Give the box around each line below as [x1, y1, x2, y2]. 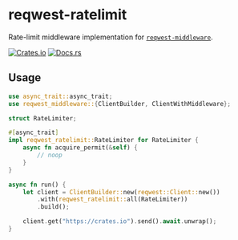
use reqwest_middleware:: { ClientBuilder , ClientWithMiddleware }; [8, 100, 231, 108]
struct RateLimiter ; [8, 114, 78, 122]
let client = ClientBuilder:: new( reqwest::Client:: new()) [22, 188, 220, 196]
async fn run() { [8, 181, 67, 189]
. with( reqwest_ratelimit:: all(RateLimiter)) [37, 195, 188, 204]
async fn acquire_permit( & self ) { [22, 144, 138, 152]
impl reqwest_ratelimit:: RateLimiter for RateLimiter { [8, 136, 199, 144]
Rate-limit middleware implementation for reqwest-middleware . [8, 32, 214, 42]
